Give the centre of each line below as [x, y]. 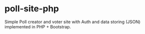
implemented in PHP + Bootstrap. [38, 26]
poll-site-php [32, 9]
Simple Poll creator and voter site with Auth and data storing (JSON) [72, 22]
